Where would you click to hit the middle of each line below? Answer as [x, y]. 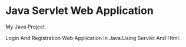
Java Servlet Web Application [79, 11]
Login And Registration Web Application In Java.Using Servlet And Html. [93, 38]
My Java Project [25, 27]
